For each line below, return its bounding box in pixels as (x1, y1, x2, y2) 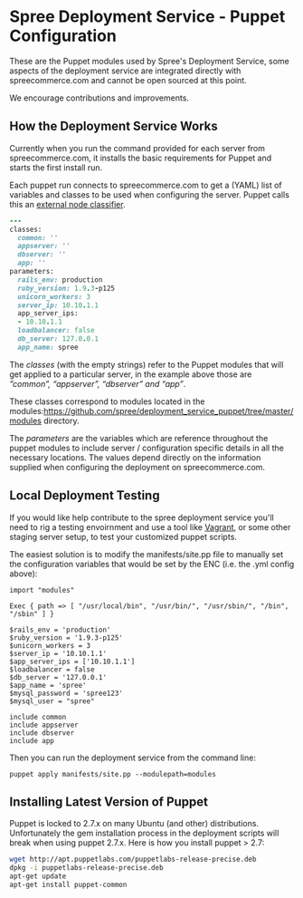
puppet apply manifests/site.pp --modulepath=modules (9, 769, 217, 778)
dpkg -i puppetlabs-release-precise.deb (9, 864, 165, 873)
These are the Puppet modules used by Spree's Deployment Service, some (9, 55, 289, 66)
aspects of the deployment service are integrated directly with (9, 65, 241, 76)
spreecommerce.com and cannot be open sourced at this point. (9, 74, 247, 85)
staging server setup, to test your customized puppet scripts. (9, 531, 238, 542)
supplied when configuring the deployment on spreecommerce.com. (9, 461, 265, 472)
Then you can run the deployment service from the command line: (9, 752, 256, 763)
